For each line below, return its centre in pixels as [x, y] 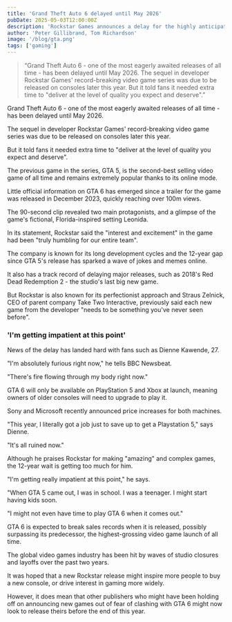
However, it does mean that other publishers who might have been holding [113, 596]
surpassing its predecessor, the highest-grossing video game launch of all [113, 534]
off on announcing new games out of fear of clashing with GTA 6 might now [115, 604]
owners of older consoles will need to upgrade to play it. [87, 398]
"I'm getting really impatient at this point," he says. [79, 479]
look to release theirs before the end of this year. [77, 611]
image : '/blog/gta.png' [41, 39]
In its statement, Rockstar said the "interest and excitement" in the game [110, 233]
